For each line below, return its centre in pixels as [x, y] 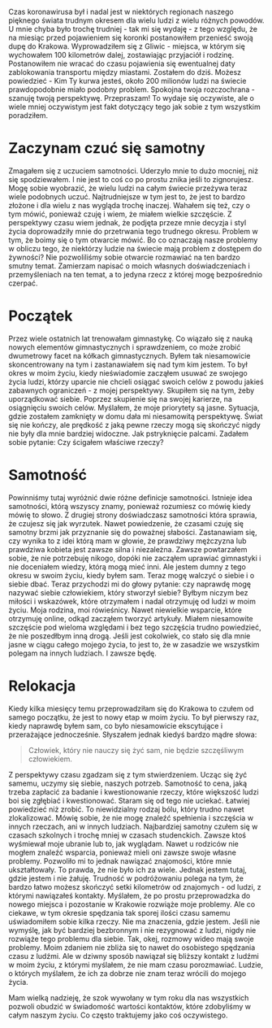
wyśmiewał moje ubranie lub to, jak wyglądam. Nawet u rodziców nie [124, 843]
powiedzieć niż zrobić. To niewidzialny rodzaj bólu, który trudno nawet [127, 809]
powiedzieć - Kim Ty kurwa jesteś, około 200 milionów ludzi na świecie [127, 81]
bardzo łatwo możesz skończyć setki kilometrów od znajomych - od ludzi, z [135, 886]
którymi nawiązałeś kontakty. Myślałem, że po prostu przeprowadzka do [130, 895]
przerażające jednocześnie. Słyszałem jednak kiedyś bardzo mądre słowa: [133, 734]
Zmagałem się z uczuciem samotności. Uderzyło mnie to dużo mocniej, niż [133, 171]
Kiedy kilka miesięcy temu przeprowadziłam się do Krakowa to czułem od [131, 708]
